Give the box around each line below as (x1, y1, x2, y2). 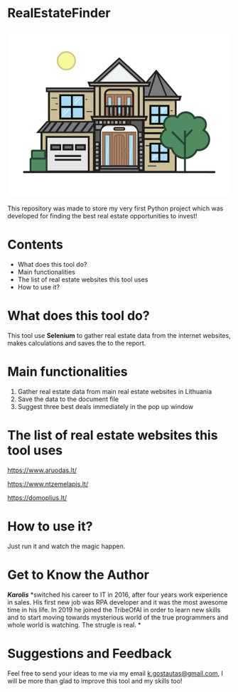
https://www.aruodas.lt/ (7, 466, 77, 474)
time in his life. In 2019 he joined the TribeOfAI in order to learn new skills (7, 605, 221, 614)
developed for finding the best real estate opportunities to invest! (7, 211, 198, 220)
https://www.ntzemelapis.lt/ (7, 479, 89, 488)
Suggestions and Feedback (7, 645, 172, 661)
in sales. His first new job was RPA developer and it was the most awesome (7, 597, 228, 606)
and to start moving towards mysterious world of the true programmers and (7, 613, 229, 622)
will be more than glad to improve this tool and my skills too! (7, 676, 183, 685)
